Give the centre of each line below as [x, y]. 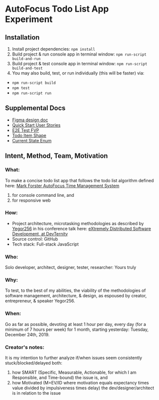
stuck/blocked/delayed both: [34, 363]
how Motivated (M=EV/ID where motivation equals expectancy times [80, 382]
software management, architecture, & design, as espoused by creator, [76, 296]
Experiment [29, 19]
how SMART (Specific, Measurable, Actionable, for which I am [74, 372]
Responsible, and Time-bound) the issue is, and [60, 377]
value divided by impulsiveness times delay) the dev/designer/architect [83, 388]
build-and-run [26, 59]
